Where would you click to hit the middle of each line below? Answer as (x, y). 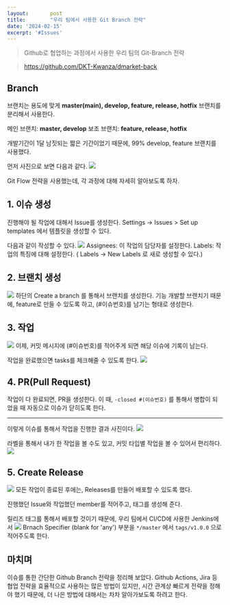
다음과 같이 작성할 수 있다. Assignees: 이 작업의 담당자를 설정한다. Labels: (111, 245)
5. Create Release (46, 472)
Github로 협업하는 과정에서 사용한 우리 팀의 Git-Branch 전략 (104, 53)
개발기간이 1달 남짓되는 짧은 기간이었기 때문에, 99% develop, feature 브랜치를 (112, 143)
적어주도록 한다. (28, 536)
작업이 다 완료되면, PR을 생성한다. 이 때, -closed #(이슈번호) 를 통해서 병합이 (109, 399)
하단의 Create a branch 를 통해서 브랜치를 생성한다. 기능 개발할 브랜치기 (112, 295)
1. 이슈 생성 (29, 205)
